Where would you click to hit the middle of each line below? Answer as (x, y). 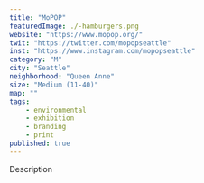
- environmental (56, 110)
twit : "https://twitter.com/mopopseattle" (90, 43)
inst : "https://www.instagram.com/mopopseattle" (102, 51)
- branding (46, 127)
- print (40, 135)
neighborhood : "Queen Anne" (62, 77)
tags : (19, 101)
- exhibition (50, 118)
